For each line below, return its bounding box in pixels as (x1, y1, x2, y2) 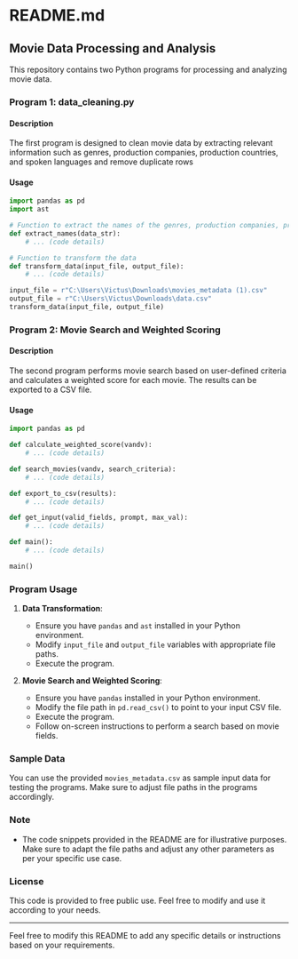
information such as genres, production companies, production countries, (9, 148, 278, 158)
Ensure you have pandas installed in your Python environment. (35, 692, 261, 703)
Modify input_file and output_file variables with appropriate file (35, 639, 277, 650)
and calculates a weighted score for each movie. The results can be (9, 375, 257, 386)
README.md (9, 5, 106, 26)
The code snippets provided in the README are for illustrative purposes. (21, 834, 287, 844)
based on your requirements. (9, 939, 115, 950)
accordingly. (9, 792, 55, 803)
